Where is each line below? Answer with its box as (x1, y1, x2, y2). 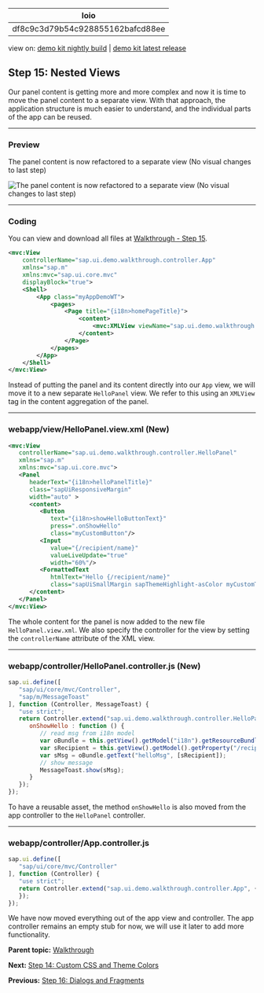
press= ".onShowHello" (49, 522, 122, 530)
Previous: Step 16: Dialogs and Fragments (8, 976, 145, 985)
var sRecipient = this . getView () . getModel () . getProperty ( (39, 744, 234, 752)
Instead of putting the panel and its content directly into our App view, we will (8, 381, 255, 390)
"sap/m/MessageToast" (18, 693, 90, 701)
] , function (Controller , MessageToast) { (8, 700, 149, 708)
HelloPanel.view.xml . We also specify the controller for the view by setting (8, 625, 250, 634)
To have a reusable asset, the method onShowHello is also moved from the (8, 802, 246, 811)
